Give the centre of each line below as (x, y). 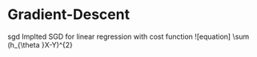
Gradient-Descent (68, 15)
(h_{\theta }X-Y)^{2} (40, 44)
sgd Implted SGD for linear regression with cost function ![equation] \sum (128, 36)
